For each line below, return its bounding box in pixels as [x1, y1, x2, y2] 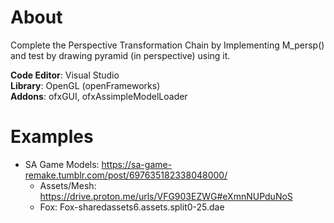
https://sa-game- [101, 158, 173, 170]
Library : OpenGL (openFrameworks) [10, 79, 161, 91]
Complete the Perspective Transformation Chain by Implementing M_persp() [10, 39, 325, 51]
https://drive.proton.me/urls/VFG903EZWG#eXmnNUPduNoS [39, 190, 293, 202]
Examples [10, 126, 94, 148]
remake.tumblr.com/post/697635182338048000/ [24, 169, 228, 181]
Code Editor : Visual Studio [10, 69, 120, 81]
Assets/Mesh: [39, 179, 97, 191]
